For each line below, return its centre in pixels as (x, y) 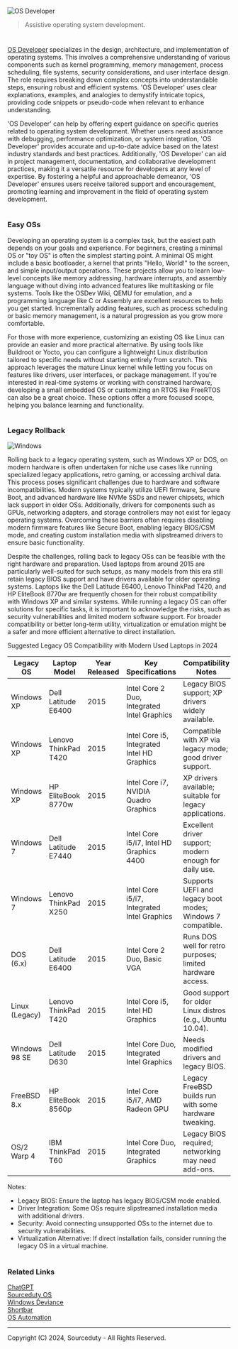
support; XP (203, 693)
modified (198, 1049)
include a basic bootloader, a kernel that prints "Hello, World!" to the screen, (119, 263)
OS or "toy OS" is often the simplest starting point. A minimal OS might (110, 255)
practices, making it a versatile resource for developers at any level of (109, 169)
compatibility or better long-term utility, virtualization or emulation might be (117, 624)
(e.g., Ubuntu (205, 1020)
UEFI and (198, 890)
